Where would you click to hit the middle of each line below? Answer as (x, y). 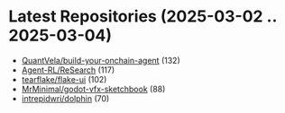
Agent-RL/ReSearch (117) (68, 70)
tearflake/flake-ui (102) (64, 79)
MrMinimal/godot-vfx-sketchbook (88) (93, 89)
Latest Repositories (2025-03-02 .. (142, 17)
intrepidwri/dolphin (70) (65, 98)
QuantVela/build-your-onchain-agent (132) (101, 60)
